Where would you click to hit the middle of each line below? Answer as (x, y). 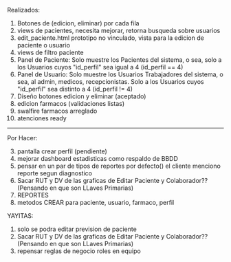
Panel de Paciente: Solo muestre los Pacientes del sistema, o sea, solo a (119, 60)
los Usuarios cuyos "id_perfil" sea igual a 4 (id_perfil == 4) (100, 67)
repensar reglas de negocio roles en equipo (79, 251)
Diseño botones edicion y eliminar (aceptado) (81, 96)
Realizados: (23, 10)
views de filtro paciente (50, 52)
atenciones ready (42, 118)
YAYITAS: (20, 216)
